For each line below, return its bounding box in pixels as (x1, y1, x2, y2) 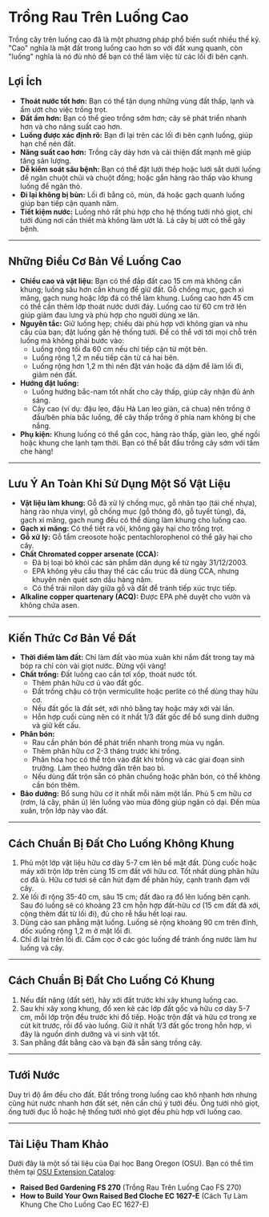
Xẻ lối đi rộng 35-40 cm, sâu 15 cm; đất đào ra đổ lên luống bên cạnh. (19, 892, 251, 901)
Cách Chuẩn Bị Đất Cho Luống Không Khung (8, 836, 235, 850)
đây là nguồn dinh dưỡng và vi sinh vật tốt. (19, 1029, 160, 1038)
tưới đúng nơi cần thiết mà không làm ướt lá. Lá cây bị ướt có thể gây (19, 215, 246, 224)
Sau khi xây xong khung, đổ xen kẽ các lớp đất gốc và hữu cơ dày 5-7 (19, 1003, 251, 1013)
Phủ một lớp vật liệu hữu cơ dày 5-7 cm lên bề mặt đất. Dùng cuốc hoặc (19, 858, 258, 867)
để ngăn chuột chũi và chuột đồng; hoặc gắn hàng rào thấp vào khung (19, 172, 253, 182)
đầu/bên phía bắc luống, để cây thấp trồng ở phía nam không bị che (31, 412, 256, 422)
